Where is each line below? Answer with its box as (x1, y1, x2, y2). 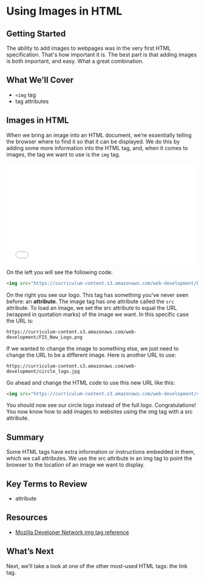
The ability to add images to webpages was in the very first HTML (6, 44, 171, 52)
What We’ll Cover (6, 75, 74, 86)
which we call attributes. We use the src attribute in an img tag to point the (6, 454, 192, 462)
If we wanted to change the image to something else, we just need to (6, 344, 179, 352)
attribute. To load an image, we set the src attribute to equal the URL (6, 304, 177, 311)
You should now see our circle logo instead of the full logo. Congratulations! (6, 402, 196, 409)
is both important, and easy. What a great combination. (6, 58, 144, 64)
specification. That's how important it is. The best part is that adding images (6, 51, 197, 58)
